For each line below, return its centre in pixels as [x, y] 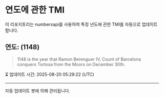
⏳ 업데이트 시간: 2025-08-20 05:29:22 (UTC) [50, 74]
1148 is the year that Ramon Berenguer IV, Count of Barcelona [79, 59]
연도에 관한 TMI [35, 10]
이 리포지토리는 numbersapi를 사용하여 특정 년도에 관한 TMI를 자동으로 [73, 24]
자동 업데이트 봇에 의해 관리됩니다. [38, 91]
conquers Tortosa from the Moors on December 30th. [71, 64]
